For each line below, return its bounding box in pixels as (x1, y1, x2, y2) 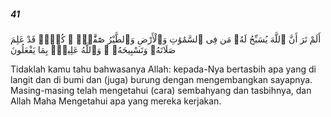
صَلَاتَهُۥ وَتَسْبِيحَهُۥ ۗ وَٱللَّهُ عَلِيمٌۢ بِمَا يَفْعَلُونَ (10, 43, 177, 55)
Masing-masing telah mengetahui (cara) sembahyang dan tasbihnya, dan (10, 84, 312, 96)
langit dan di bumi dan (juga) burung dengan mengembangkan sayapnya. (10, 73, 313, 85)
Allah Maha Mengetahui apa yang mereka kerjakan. (10, 95, 222, 107)
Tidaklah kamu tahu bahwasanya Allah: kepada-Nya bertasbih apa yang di (10, 63, 317, 75)
